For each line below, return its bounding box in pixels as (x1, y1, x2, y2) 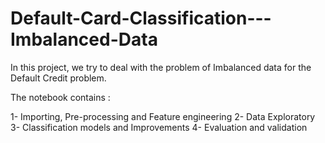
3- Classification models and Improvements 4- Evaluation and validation (10, 121, 308, 133)
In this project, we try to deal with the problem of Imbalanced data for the (10, 61, 312, 73)
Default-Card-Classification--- (10, 7, 272, 30)
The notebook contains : (10, 91, 111, 103)
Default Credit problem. (10, 72, 107, 84)
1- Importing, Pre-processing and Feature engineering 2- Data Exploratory (10, 110, 316, 122)
